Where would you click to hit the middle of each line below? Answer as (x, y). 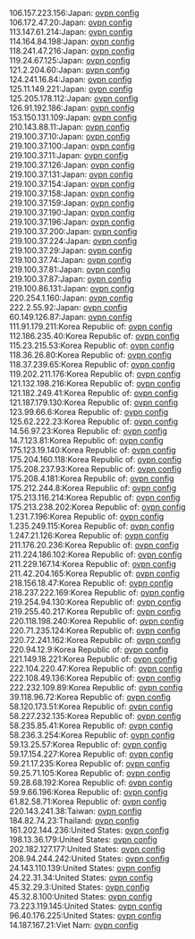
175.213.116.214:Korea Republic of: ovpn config (95, 497)
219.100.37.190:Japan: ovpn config (72, 212)
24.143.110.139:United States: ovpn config (85, 868)
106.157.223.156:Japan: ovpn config (74, 13)
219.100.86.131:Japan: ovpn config (72, 288)
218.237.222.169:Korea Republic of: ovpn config (97, 592)
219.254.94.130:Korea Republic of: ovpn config (95, 602)
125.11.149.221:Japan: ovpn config (71, 89)
